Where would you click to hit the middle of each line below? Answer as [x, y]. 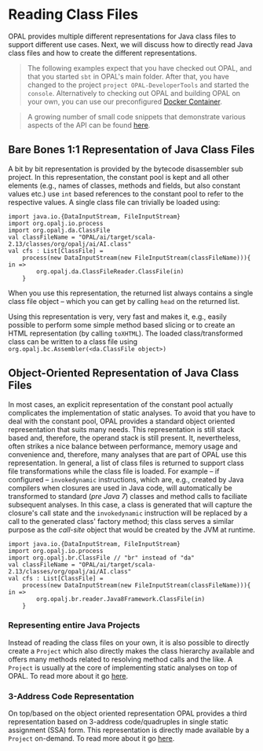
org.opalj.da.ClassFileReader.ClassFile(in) [110, 271]
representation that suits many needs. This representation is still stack [121, 429]
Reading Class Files [73, 15]
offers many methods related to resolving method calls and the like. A [121, 659]
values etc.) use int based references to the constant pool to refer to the [126, 193]
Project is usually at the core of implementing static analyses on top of [123, 667]
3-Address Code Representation [71, 696]
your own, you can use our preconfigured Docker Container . [124, 101]
